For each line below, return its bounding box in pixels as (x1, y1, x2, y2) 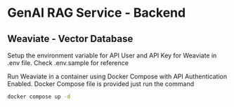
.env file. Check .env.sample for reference (7, 59, 129, 67)
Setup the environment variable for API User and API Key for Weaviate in (7, 51, 217, 59)
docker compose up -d (7, 93, 71, 100)
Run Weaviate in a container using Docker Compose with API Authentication (7, 72, 228, 80)
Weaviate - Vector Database (7, 33, 134, 45)
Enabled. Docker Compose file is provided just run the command (7, 80, 195, 88)
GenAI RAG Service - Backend (7, 5, 186, 21)
